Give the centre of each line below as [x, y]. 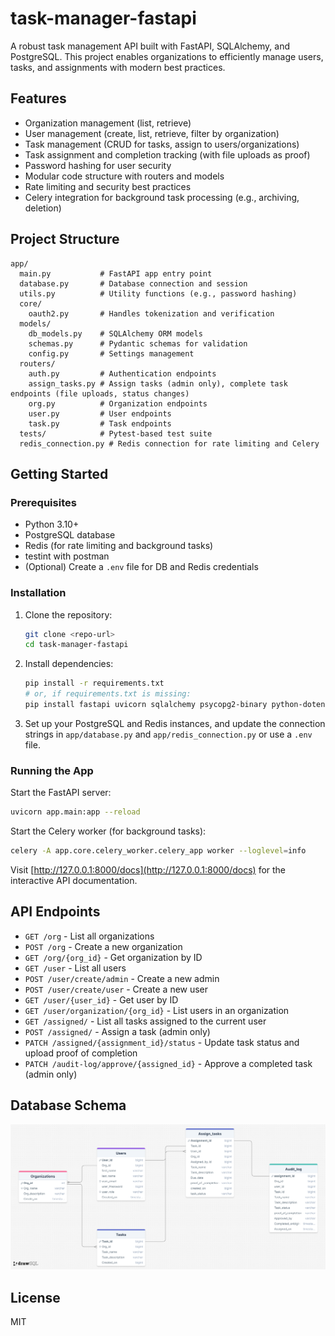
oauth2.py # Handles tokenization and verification [151, 313]
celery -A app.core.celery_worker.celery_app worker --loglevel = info [158, 851]
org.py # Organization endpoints [118, 403]
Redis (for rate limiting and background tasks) [119, 546]
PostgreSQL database [70, 535]
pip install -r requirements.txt [94, 683]
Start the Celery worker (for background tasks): [108, 831]
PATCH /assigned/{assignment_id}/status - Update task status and [162, 1042]
